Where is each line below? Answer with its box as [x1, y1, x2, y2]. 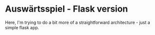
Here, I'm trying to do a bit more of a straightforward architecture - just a [5, 19, 151, 25]
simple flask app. [5, 24, 39, 30]
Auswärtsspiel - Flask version [5, 3, 128, 15]
